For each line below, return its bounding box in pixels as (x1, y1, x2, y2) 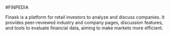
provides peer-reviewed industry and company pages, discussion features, (5, 20, 163, 25)
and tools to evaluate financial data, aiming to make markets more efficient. (5, 25, 163, 31)
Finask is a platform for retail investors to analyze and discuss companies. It (5, 14, 165, 20)
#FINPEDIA (5, 5, 29, 10)
